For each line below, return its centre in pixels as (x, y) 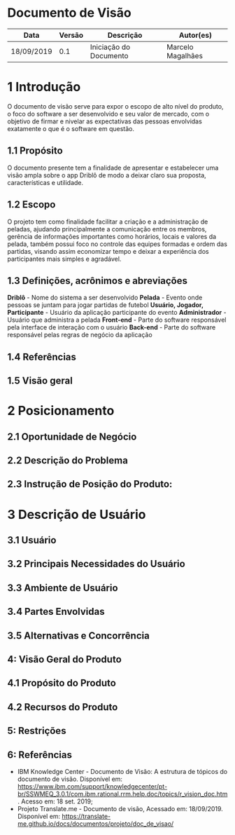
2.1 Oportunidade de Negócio (72, 436)
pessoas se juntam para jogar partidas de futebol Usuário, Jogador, (106, 305)
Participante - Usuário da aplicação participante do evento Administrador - (117, 313)
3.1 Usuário (32, 540)
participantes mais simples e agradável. (64, 259)
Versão (71, 35)
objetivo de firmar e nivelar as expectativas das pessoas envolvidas (105, 121)
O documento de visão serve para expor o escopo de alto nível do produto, (115, 106)
